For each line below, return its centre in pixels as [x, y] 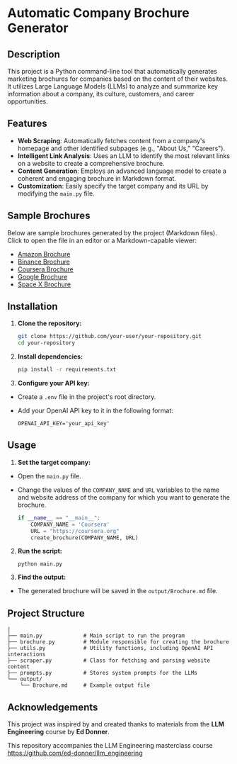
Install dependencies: [50, 356]
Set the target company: [54, 462]
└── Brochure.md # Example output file [85, 685]
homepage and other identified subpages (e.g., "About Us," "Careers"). [121, 148]
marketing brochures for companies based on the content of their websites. [117, 79]
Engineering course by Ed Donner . [58, 732]
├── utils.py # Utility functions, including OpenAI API [110, 648]
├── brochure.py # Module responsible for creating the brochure [118, 642]
